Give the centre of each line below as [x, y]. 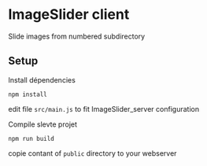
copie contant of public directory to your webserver [92, 153]
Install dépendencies [42, 79]
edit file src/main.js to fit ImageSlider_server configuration [103, 109]
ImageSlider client [69, 15]
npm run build [31, 138]
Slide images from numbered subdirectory [77, 36]
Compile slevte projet [43, 124]
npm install [28, 94]
